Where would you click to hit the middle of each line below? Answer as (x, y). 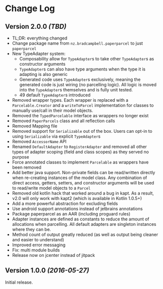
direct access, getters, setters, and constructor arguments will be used (83, 183)
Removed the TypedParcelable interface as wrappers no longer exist (80, 116)
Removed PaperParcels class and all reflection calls (63, 121)
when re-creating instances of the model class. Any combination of (80, 178)
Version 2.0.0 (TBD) (36, 27)
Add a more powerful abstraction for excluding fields (65, 203)
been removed (27, 167)
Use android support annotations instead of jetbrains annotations (77, 209)
